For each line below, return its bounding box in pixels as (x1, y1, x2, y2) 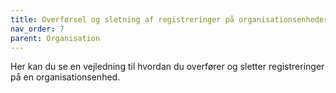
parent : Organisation (10, 33, 101, 43)
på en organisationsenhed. (10, 71, 121, 83)
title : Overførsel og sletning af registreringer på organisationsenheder (10, 14, 329, 25)
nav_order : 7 (10, 24, 65, 34)
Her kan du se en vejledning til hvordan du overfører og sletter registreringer (10, 61, 325, 73)
